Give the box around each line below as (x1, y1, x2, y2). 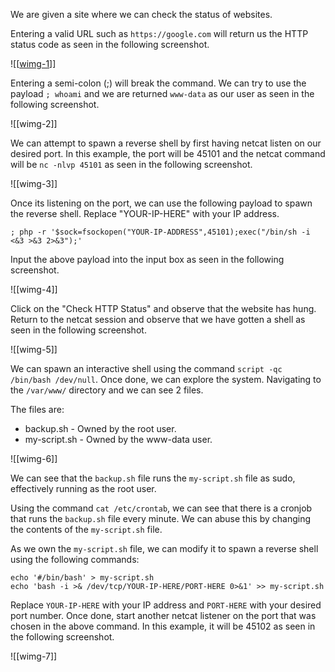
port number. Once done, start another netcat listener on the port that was (10, 610, 317, 621)
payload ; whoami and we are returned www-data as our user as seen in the (10, 88, 315, 99)
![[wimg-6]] (10, 453, 58, 464)
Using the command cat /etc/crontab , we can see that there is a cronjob (10, 502, 313, 514)
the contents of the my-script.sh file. (10, 524, 163, 535)
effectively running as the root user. (10, 483, 157, 494)
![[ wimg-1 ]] (10, 58, 57, 69)
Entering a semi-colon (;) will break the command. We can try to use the (10, 77, 307, 89)
